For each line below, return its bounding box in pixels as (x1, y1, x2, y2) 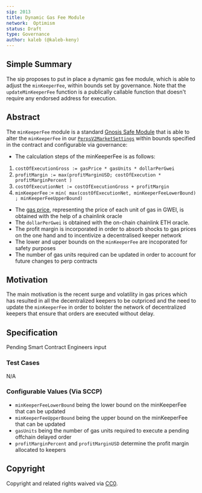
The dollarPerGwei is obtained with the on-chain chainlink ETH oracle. (14, 219, 190, 226)
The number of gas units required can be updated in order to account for (14, 251, 196, 258)
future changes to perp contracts (14, 257, 98, 265)
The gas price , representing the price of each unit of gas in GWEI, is (14, 206, 184, 213)
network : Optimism (6, 20, 55, 26)
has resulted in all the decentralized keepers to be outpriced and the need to (6, 297, 197, 304)
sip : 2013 (6, 8, 31, 15)
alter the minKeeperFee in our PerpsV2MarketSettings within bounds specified (6, 134, 196, 142)
